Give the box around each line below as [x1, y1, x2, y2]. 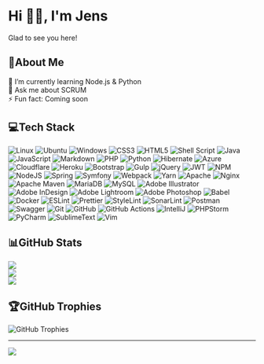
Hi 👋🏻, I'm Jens [8, 7, 108, 25]
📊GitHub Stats [8, 236, 82, 249]
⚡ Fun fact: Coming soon [8, 94, 89, 103]
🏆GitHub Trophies [8, 300, 102, 313]
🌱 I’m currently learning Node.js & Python [8, 76, 141, 86]
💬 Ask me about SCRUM [8, 85, 87, 94]
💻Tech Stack [8, 121, 75, 134]
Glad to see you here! [8, 33, 78, 42]
